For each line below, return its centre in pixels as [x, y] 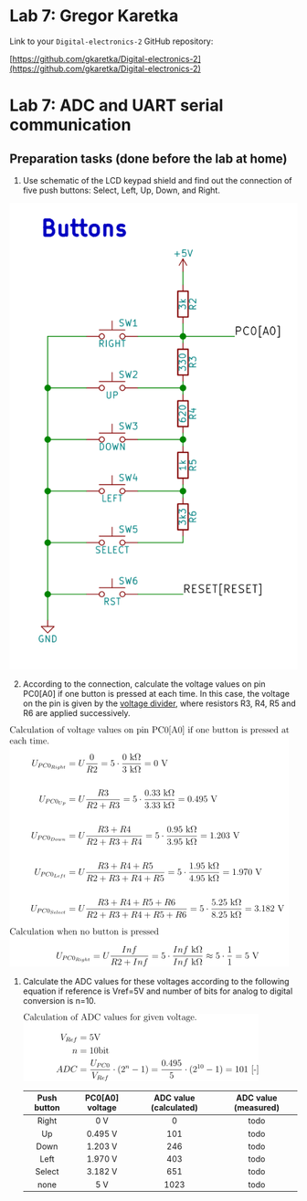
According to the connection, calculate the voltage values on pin [144, 684]
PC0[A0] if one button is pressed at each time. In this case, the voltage [156, 693]
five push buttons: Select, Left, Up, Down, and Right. [122, 190]
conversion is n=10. [59, 1000]
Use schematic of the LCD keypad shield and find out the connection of [157, 180]
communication [70, 125]
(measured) [257, 1108]
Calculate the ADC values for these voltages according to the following [156, 981]
